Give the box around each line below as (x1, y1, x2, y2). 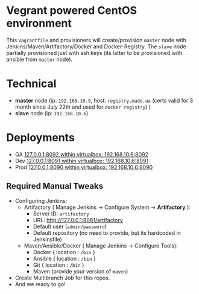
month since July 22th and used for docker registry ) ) (14, 103, 151, 110)
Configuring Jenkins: (14, 197, 68, 204)
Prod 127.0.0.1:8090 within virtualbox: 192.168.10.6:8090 (14, 164, 153, 171)
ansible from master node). (6, 56, 73, 63)
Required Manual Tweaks (6, 181, 104, 191)
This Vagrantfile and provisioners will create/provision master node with (6, 36, 187, 43)
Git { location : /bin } (33, 261, 84, 269)
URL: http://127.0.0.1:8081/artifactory (33, 216, 124, 223)
